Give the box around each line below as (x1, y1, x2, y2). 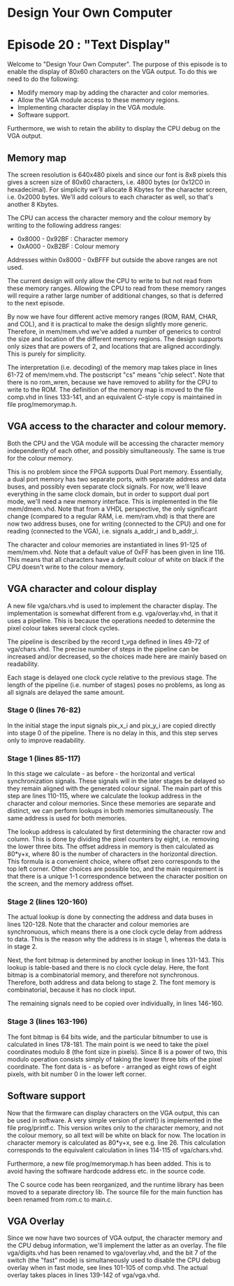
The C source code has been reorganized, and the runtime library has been (7, 1180, 224, 1189)
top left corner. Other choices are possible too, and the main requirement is (7, 865, 224, 873)
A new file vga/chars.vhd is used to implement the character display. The (7, 601, 218, 609)
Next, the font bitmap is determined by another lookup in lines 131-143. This (7, 956, 225, 964)
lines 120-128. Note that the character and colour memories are (7, 920, 190, 929)
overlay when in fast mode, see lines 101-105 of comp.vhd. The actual (7, 1264, 208, 1272)
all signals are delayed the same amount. (7, 688, 125, 696)
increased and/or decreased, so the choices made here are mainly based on (7, 652, 227, 660)
